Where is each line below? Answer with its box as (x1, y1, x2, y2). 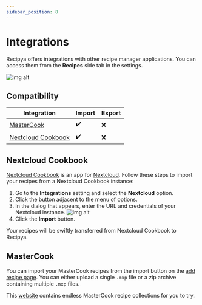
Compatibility (6, 91, 59, 101)
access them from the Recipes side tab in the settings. (6, 61, 143, 69)
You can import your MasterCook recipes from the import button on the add (6, 267, 195, 274)
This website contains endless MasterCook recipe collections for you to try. (6, 292, 195, 299)
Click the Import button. (15, 215, 76, 222)
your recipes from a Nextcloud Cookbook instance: (6, 177, 134, 185)
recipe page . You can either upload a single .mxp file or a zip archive (6, 274, 177, 281)
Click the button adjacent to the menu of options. (15, 196, 138, 204)
